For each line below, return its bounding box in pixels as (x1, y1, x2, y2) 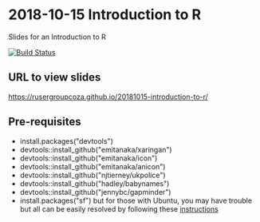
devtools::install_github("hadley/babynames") (19, 178, 170, 188)
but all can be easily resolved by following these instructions (19, 204, 219, 213)
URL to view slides (8, 70, 101, 85)
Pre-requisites (8, 115, 81, 129)
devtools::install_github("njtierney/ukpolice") (19, 170, 166, 180)
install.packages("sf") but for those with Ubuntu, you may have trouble (19, 196, 253, 205)
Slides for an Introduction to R (8, 32, 106, 42)
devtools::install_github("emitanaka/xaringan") (19, 145, 173, 154)
